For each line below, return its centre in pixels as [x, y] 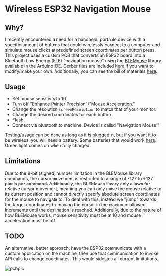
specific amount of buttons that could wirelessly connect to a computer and [83, 45]
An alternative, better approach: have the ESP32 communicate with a [76, 248]
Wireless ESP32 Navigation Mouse [78, 9]
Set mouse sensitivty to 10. [40, 98]
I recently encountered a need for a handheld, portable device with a [75, 39]
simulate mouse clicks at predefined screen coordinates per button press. [81, 50]
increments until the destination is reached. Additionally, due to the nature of [83, 210]
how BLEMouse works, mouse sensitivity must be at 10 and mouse [73, 215]
